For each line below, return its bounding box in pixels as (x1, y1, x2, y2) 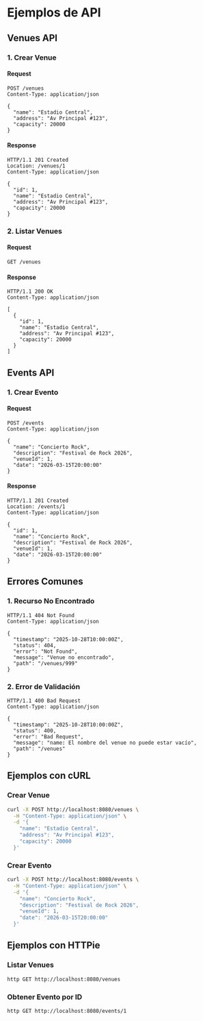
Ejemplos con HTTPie (7, 939, 100, 951)
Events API (7, 367, 55, 379)
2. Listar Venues (7, 226, 63, 236)
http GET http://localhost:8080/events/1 (7, 1007, 127, 1014)
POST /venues (7, 84, 44, 92)
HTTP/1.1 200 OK (7, 288, 53, 296)
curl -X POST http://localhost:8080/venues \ (7, 806, 139, 813)
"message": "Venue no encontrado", (13, 653, 115, 661)
